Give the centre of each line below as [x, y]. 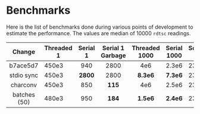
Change [24, 51]
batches [24, 94]
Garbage [113, 56]
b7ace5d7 [24, 65]
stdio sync [24, 75]
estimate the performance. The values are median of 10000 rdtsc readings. [99, 33]
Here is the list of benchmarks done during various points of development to [100, 27]
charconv [24, 85]
